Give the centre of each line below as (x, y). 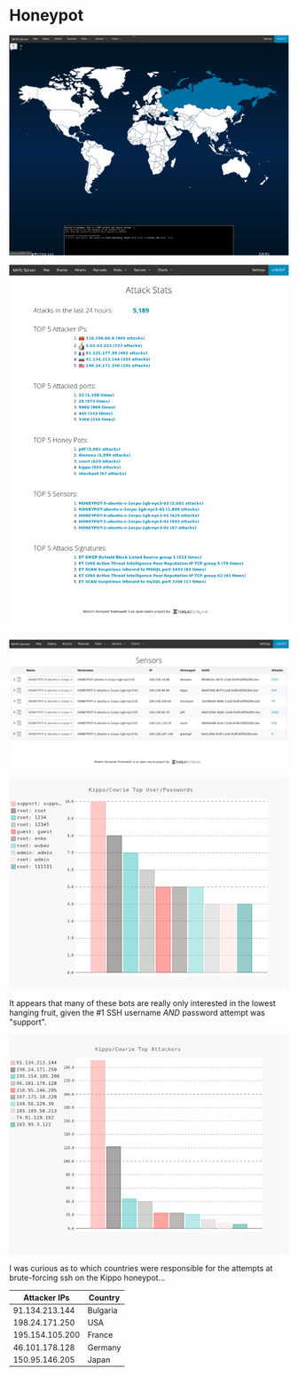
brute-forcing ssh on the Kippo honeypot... (87, 1278)
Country (104, 1297)
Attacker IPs (47, 1297)
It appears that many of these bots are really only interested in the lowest (143, 1003)
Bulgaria (102, 1310)
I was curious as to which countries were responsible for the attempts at (141, 1269)
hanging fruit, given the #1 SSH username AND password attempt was (137, 1013)
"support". (28, 1022)
